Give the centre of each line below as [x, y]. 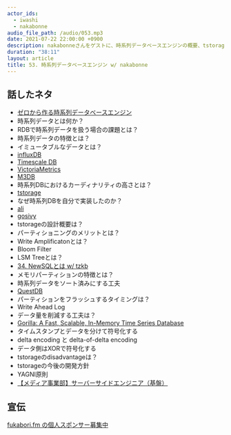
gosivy [27, 216]
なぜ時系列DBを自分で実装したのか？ [70, 201]
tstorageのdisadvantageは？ [57, 357]
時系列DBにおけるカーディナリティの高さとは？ [84, 185]
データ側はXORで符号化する [57, 349]
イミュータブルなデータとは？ [59, 147]
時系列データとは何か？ [50, 121]
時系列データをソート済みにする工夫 [69, 283]
